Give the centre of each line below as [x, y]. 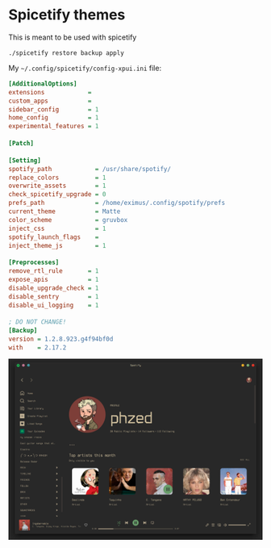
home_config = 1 [54, 118]
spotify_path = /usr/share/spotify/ [90, 169]
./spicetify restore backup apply [67, 53]
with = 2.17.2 [38, 348]
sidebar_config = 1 [54, 109]
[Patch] [21, 144]
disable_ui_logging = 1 [54, 305]
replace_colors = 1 [57, 178]
